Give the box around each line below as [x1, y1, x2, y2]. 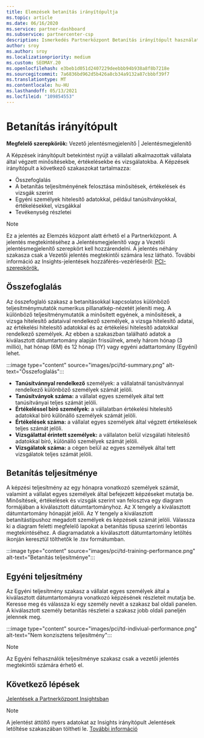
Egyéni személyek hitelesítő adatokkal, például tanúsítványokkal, [15, 195, 177, 203]
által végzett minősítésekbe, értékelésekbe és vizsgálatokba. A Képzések [6, 158, 189, 165]
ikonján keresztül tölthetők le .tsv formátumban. [6, 535, 126, 543]
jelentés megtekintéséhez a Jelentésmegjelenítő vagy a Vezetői [6, 238, 165, 246]
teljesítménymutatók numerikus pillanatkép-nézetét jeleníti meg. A [6, 304, 172, 311]
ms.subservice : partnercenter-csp [6, 32, 94, 38]
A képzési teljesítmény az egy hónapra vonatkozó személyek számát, [6, 484, 180, 492]
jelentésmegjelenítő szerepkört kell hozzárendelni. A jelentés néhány [6, 245, 178, 252]
